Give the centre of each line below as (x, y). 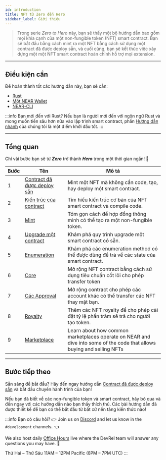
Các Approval (41, 296)
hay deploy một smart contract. (104, 189)
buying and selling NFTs (95, 349)
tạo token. (79, 322)
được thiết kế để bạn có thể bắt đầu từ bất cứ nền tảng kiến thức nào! (76, 409)
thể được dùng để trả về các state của (111, 255)
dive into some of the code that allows (112, 343)
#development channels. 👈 (32, 426)
